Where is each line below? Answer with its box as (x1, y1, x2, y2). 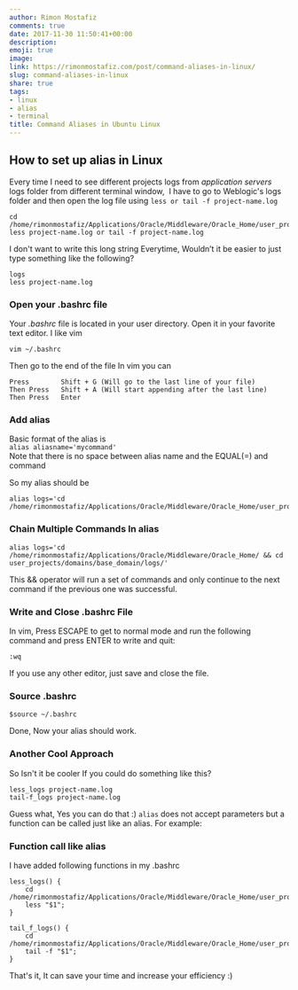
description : (9, 37, 58, 47)
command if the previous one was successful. (9, 583, 177, 594)
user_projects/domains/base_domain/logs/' (9, 558, 169, 567)
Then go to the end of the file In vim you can (9, 361, 171, 371)
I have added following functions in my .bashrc (9, 860, 180, 870)
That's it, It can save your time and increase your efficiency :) (9, 970, 233, 980)
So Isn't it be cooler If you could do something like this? (9, 768, 212, 778)
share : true (9, 79, 53, 88)
